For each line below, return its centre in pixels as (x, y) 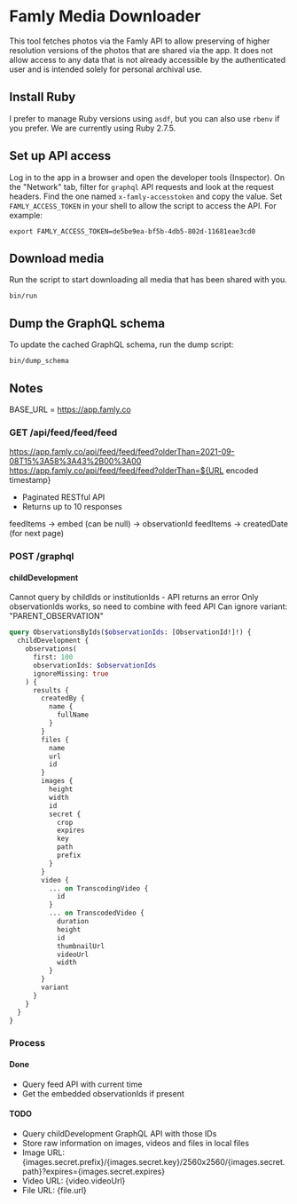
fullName (73, 715)
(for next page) (37, 534)
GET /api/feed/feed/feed (63, 432)
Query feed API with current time (82, 1084)
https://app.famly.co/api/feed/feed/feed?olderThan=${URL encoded (134, 471)
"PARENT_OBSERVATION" (56, 616)
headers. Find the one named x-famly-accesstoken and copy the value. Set (146, 196)
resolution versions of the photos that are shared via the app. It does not (141, 50)
